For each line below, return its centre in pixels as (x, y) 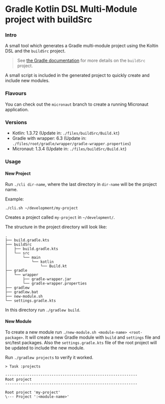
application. (17, 109)
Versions (16, 122)
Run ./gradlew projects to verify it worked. (49, 358)
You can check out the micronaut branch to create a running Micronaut (77, 104)
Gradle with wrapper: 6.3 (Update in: (49, 138)
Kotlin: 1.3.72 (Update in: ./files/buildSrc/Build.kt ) (66, 133)
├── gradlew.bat (22, 292)
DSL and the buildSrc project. (35, 51)
